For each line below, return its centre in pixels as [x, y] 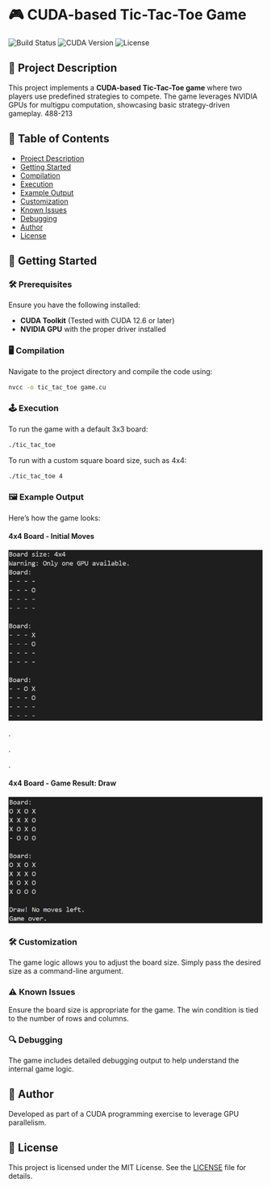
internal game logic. [41, 1069]
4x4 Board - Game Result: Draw [63, 783]
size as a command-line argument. [66, 971]
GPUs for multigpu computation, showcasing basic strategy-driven [119, 104]
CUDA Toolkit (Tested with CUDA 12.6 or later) [97, 321]
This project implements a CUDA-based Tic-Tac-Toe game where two [125, 87]
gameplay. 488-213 [40, 113]
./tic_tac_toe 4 [35, 476]
